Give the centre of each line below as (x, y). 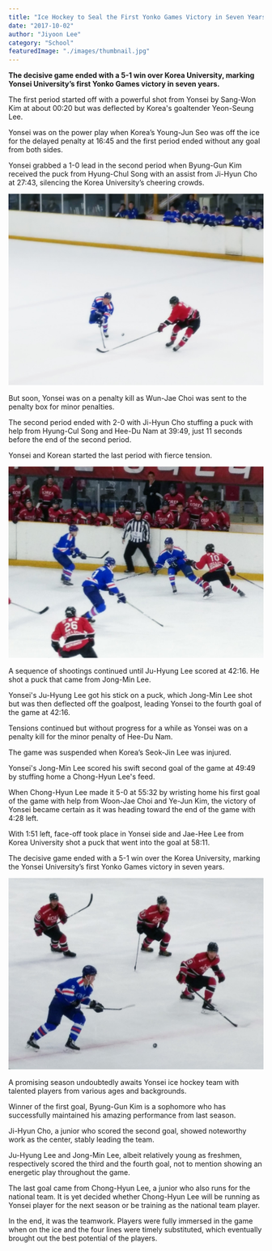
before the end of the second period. (70, 440)
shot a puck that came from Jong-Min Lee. (80, 679)
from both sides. (36, 150)
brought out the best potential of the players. (83, 1238)
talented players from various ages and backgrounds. (98, 1091)
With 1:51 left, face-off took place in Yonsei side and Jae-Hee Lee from (126, 834)
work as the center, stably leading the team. (82, 1140)
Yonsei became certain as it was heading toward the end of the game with (132, 810)
